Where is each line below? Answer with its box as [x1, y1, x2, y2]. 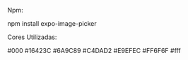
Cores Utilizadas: [7, 33, 57, 41]
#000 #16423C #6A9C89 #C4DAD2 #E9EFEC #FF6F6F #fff [7, 47, 182, 54]
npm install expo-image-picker [7, 20, 97, 27]
